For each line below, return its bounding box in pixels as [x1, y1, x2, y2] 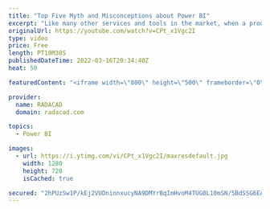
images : [8, 145, 35, 153]
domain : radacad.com [15, 108, 84, 117]
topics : [8, 122, 35, 131]
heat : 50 [8, 64, 38, 72]
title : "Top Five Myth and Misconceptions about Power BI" [8, 11, 211, 20]
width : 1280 [22, 159, 63, 167]
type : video [8, 34, 48, 43]
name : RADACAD [15, 100, 63, 109]
